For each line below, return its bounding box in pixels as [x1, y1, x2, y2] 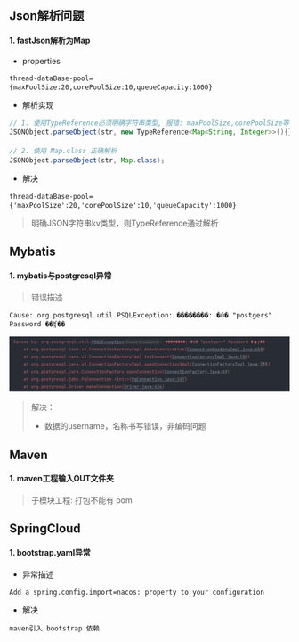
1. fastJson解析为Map [9, 35, 91, 45]
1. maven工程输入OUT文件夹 [9, 473, 114, 484]
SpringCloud [9, 521, 82, 537]
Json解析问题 [9, 8, 85, 24]
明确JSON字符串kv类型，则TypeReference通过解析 [30, 218, 219, 228]
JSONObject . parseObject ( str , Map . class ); [9, 156, 166, 165]
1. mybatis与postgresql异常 [9, 270, 112, 281]
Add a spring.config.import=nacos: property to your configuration [9, 588, 265, 597]
